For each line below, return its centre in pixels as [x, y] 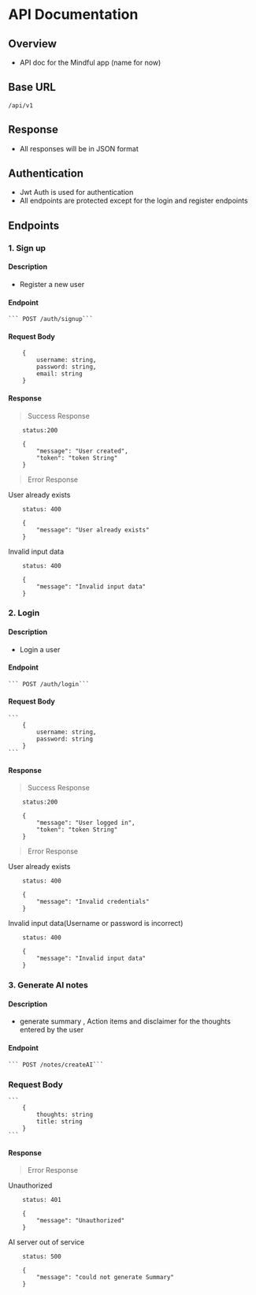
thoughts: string [65, 1114]
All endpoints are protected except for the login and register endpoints [134, 201]
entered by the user [52, 1030]
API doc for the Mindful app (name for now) [90, 62]
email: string [59, 374]
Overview [33, 44]
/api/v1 [21, 105]
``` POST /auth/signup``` [50, 319]
